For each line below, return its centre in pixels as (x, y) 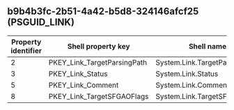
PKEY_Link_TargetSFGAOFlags (99, 96)
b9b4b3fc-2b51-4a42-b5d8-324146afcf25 (103, 11)
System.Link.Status (187, 74)
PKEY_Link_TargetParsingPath (98, 62)
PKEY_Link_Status (78, 74)
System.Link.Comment (193, 85)
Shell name (208, 46)
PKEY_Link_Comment (84, 85)
